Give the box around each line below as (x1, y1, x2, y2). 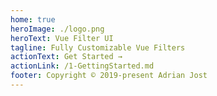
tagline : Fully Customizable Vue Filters (10, 42, 186, 53)
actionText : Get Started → (10, 52, 123, 62)
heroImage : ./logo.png (10, 24, 105, 34)
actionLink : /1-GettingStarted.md (10, 61, 155, 71)
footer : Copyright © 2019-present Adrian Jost (10, 71, 208, 81)
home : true (10, 14, 56, 25)
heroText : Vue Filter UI (10, 33, 114, 43)
